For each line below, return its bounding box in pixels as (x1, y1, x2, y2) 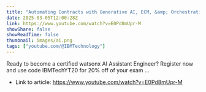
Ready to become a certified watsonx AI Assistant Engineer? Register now (6, 59, 194, 67)
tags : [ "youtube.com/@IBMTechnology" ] (6, 44, 105, 50)
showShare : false (6, 26, 51, 33)
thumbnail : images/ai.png (6, 37, 72, 44)
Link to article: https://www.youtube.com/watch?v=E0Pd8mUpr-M (15, 78, 183, 86)
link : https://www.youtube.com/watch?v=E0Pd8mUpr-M (6, 20, 141, 26)
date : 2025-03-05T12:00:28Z (6, 15, 78, 21)
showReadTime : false (6, 32, 59, 38)
